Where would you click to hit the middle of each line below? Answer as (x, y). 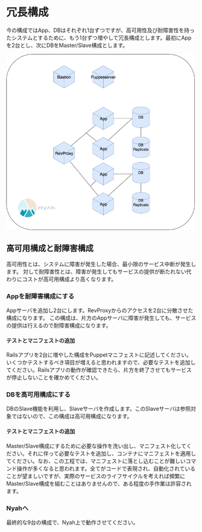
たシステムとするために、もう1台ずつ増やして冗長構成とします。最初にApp (99, 37)
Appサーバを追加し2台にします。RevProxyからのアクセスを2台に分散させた (100, 310)
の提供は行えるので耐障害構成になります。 (59, 325)
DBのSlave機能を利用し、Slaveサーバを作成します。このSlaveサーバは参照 (99, 409)
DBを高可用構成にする (39, 395)
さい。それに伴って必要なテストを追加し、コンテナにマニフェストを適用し (104, 453)
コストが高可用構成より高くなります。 (69, 279)
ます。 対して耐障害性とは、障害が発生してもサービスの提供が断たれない (96, 271)
